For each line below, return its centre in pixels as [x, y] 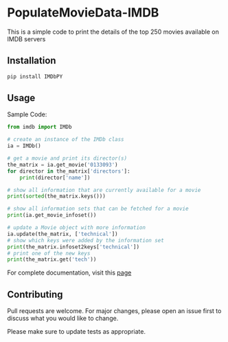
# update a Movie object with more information [77, 228]
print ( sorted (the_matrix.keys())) [57, 196]
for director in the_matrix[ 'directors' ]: [69, 171]
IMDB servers [26, 39]
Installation [32, 61]
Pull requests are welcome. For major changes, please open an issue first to [114, 311]
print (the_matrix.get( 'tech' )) [52, 259]
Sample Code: [27, 114]
